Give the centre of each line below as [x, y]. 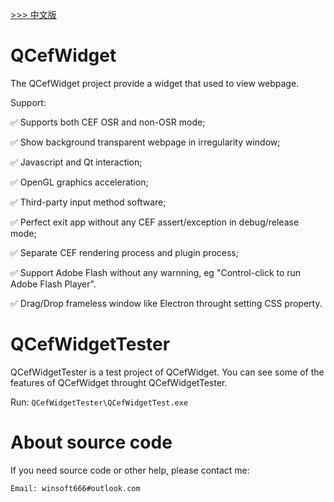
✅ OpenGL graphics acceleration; [79, 182]
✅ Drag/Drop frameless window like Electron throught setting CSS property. [166, 303]
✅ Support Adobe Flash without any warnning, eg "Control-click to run [156, 272]
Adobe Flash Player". [53, 284]
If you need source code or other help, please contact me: [130, 470]
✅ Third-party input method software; [88, 202]
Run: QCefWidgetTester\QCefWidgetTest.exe [99, 402]
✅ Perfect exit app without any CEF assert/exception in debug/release [155, 222]
